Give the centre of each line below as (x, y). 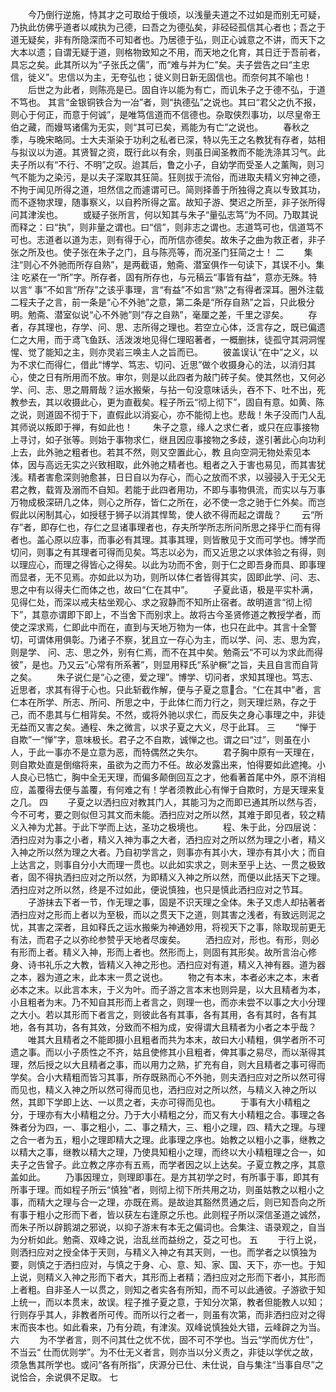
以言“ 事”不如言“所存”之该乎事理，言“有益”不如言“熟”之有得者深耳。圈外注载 (167, 289)
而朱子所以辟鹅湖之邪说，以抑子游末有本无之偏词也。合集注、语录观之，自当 (168, 1227)
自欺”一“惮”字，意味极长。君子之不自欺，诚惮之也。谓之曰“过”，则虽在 (156, 739)
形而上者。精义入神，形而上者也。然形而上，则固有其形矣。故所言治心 (163, 952)
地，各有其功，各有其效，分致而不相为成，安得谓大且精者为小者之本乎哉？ (163, 1027)
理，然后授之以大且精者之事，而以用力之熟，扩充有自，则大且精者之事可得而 (168, 1064)
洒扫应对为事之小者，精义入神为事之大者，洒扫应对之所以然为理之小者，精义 (168, 839)
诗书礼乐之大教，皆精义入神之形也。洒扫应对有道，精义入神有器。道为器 (176, 964)
